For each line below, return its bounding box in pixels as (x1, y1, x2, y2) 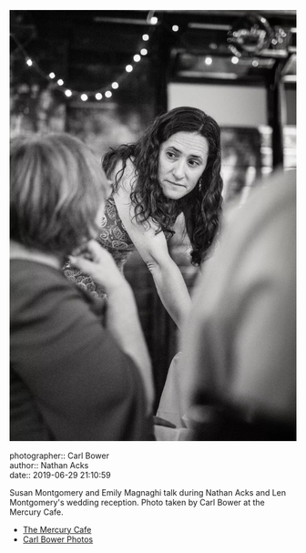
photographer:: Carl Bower (9, 450, 109, 461)
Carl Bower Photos (22, 534, 94, 545)
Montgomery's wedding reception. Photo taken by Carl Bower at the (9, 497, 266, 507)
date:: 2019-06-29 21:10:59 (9, 469, 111, 480)
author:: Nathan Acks (9, 459, 89, 470)
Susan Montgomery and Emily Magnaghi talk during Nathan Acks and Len (9, 486, 287, 497)
